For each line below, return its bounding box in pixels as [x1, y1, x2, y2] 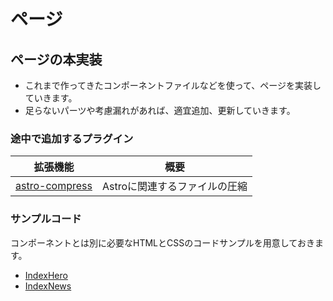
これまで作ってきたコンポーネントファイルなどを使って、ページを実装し [24, 80, 322, 91]
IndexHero [24, 269, 68, 281]
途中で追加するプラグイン [10, 131, 134, 145]
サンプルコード [10, 212, 82, 226]
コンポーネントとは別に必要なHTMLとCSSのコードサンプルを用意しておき [10, 236, 315, 249]
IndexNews [24, 280, 72, 292]
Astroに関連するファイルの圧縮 [101, 180, 248, 194]
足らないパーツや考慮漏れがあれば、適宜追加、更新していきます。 [24, 105, 296, 116]
